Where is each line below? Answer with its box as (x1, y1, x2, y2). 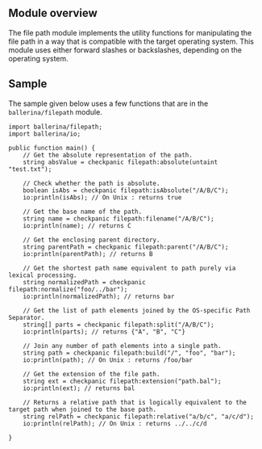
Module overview (8, 6, 98, 20)
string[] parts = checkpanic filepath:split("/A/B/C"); (23, 321, 215, 329)
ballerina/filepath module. (8, 107, 102, 116)
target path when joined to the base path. (8, 405, 157, 413)
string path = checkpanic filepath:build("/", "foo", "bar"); (23, 349, 236, 357)
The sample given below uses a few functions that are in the (8, 99, 209, 108)
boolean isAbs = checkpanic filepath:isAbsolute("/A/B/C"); (23, 186, 229, 195)
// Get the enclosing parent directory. (23, 236, 160, 244)
